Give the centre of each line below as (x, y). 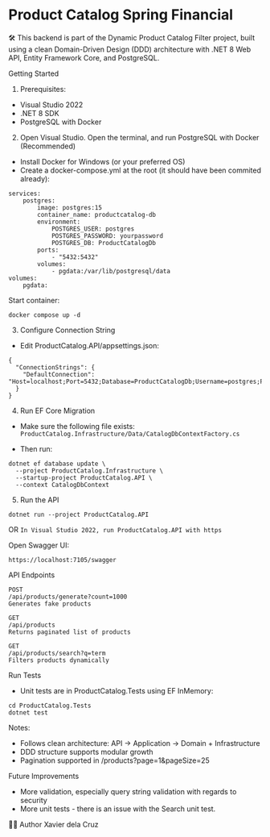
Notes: (19, 727)
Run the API (39, 500)
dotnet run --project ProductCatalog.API (79, 514)
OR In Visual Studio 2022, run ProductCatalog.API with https (115, 529)
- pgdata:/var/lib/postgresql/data (111, 271)
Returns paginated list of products (70, 632)
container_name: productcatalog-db (97, 214)
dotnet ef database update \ (57, 464)
